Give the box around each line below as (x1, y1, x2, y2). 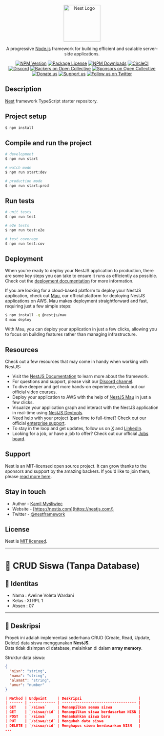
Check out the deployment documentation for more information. (5, 278, 134, 284)
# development (5, 152, 34, 157)
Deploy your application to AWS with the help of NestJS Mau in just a (12, 394, 151, 400)
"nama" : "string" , (9, 673, 47, 678)
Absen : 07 (12, 603, 34, 609)
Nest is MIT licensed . (5, 538, 48, 544)
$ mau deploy (5, 317, 32, 322)
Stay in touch (5, 488, 46, 496)
